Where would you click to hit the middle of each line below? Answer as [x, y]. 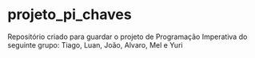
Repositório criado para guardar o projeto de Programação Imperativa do [127, 37]
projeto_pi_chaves [70, 15]
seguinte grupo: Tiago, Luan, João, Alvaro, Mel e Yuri [95, 44]
